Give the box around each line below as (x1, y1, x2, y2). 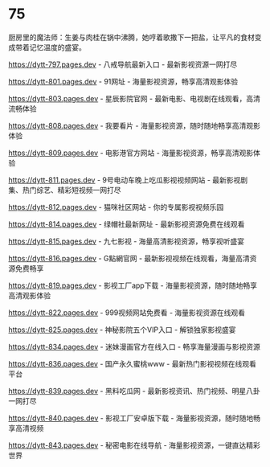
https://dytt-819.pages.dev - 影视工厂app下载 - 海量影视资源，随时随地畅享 (8, 281, 257, 290)
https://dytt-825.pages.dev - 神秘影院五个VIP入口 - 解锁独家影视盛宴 (8, 325, 236, 334)
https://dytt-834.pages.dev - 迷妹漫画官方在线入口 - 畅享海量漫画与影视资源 (8, 342, 261, 351)
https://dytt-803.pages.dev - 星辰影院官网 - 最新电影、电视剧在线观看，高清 (8, 93, 261, 103)
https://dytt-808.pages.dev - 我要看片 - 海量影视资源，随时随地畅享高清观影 (8, 121, 261, 130)
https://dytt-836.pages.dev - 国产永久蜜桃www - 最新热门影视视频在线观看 (8, 358, 257, 368)
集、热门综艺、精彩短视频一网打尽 (8, 185, 121, 195)
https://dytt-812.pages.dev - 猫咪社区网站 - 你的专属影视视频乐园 (8, 202, 224, 211)
